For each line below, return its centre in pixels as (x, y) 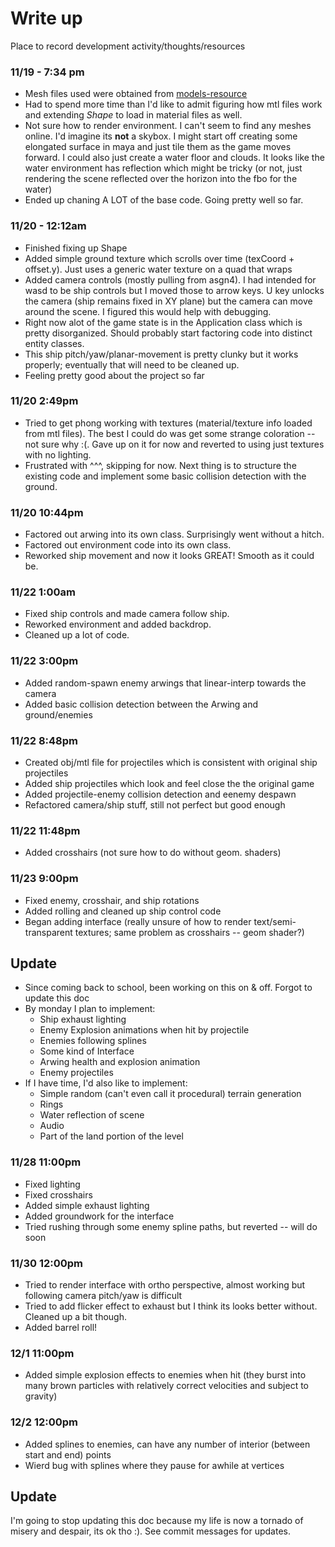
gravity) (41, 1396)
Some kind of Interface (87, 1051)
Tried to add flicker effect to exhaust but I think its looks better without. (171, 1306)
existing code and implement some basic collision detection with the (165, 476)
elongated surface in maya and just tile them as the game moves (158, 147)
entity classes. (54, 343)
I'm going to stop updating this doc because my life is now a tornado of (157, 1521)
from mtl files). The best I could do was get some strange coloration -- (170, 433)
